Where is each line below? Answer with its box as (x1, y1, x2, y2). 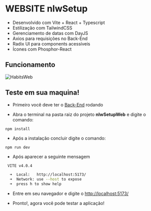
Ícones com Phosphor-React (12, 46, 72, 52)
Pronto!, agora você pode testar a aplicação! (12, 200, 105, 206)
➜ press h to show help (10, 181, 62, 186)
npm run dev (5, 144, 30, 150)
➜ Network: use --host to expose (10, 177, 82, 182)
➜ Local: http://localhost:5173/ (10, 172, 86, 177)
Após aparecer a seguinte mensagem (12, 153, 90, 159)
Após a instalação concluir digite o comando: (12, 135, 106, 141)
